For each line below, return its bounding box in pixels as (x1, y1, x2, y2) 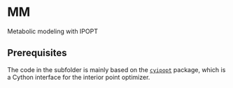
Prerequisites (7, 47, 67, 59)
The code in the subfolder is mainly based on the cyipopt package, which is (7, 65, 226, 73)
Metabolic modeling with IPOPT (7, 27, 98, 35)
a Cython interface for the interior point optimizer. (7, 73, 150, 81)
